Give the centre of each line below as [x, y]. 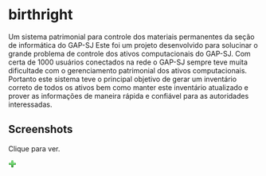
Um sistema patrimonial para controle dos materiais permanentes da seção [131, 37]
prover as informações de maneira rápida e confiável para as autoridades [129, 96]
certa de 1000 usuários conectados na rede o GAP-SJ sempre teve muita [128, 62]
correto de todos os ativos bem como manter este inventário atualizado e [128, 87]
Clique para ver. [34, 148]
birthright [41, 15]
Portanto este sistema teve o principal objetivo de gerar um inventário [123, 79]
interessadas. [30, 104]
